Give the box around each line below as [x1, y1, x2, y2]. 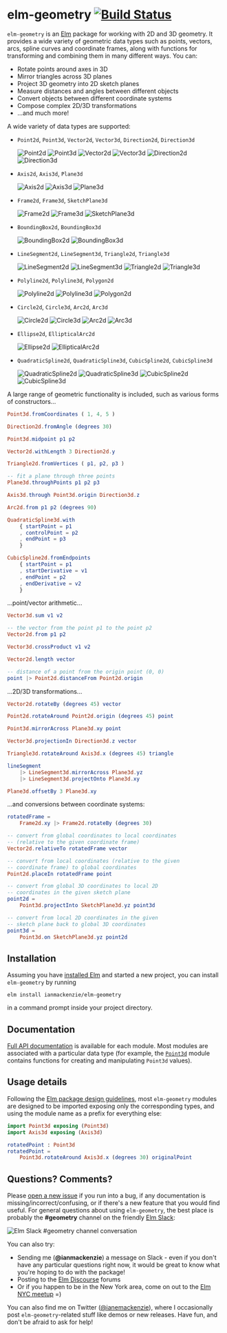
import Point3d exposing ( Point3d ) [7, 1122, 109, 1129]
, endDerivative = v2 [19, 580, 81, 587]
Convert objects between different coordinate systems [17, 94, 172, 103]
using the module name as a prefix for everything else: [7, 1109, 162, 1118]
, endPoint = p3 [19, 535, 67, 543]
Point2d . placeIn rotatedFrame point [7, 871, 112, 877]
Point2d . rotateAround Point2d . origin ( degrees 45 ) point [7, 713, 174, 720]
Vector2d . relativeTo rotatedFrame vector [7, 845, 128, 852]
